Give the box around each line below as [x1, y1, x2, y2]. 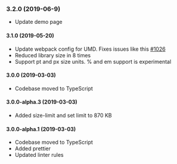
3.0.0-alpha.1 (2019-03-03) [6, 125, 76, 132]
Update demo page [14, 18, 63, 26]
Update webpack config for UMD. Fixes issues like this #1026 [14, 45, 166, 52]
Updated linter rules [14, 151, 64, 159]
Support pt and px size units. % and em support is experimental [14, 58, 172, 65]
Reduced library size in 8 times [14, 51, 91, 58]
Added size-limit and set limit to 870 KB [14, 112, 112, 119]
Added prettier [14, 145, 51, 152]
